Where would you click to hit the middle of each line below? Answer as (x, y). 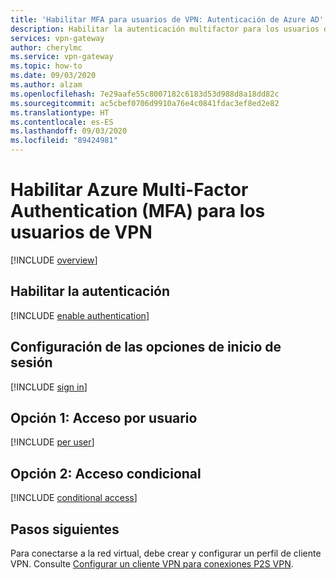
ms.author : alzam (46, 85)
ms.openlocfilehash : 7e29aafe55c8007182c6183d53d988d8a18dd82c (145, 94)
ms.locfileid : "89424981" (64, 141)
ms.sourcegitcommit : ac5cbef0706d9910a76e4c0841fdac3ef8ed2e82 (145, 103)
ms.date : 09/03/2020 (53, 76)
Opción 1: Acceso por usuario (104, 417)
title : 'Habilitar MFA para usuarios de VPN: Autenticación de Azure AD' (167, 19)
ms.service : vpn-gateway (62, 57)
